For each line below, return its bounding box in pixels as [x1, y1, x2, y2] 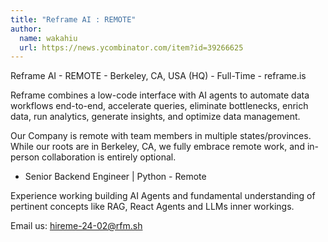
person [10, 151, 40, 163]
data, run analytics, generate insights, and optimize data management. [10, 111, 301, 123]
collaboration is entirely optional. [41, 151, 177, 163]
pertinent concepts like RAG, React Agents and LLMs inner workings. [10, 201, 295, 213]
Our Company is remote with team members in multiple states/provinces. [10, 130, 312, 142]
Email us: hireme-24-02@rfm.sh [10, 220, 143, 232]
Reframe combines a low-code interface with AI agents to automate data [10, 89, 310, 101]
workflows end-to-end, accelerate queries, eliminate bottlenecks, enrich [10, 100, 309, 112]
